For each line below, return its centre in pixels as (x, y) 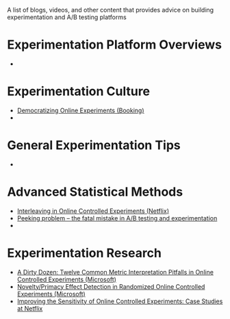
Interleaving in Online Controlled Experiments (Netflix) (93, 211)
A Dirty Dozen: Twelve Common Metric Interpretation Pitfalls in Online (115, 272)
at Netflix (30, 308)
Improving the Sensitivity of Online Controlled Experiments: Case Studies (120, 301)
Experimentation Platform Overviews (115, 45)
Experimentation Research (85, 253)
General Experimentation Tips (94, 145)
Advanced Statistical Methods (95, 192)
